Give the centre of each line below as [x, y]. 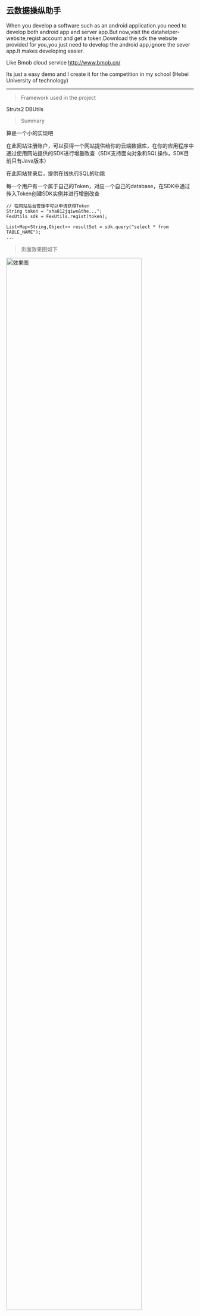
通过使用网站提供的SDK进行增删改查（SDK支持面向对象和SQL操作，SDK [95, 153]
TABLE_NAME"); [24, 232]
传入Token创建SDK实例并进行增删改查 [53, 194]
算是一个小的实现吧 [30, 133]
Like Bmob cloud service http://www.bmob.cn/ [63, 62]
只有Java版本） [30, 161]
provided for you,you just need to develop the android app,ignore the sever [98, 44]
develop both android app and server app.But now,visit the [78, 32]
